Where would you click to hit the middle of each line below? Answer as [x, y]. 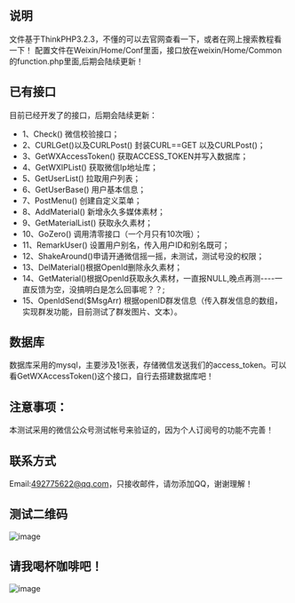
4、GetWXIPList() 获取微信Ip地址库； [90, 167]
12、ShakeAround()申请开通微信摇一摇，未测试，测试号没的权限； [143, 256]
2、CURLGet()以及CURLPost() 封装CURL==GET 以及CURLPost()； [144, 145]
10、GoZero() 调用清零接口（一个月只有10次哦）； [112, 234]
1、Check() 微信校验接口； [71, 134]
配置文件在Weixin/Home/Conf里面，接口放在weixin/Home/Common [158, 50]
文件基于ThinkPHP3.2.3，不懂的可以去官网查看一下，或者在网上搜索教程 [142, 39]
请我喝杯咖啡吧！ [56, 567]
